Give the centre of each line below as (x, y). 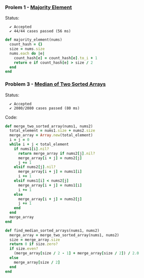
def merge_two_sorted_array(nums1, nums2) (49, 126)
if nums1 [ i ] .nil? (32, 149)
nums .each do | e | (27, 53)
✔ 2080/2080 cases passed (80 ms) (45, 108)
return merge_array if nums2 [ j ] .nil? (57, 153)
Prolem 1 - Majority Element (38, 7)
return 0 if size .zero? (34, 244)
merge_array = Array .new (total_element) (51, 135)
